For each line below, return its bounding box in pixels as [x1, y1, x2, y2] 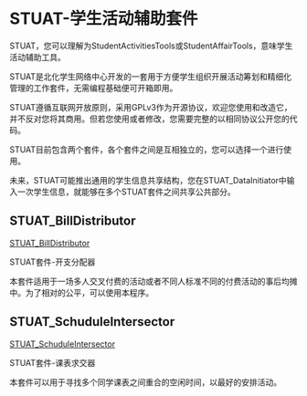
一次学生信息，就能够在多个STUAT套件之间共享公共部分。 [16, 186, 236, 197]
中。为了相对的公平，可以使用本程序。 [9, 287, 153, 297]
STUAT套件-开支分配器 [9, 256, 96, 267]
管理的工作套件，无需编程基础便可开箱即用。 [9, 82, 178, 93]
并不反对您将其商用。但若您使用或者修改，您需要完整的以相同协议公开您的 [9, 113, 290, 124]
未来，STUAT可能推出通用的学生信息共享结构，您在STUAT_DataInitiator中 [9, 174, 288, 185]
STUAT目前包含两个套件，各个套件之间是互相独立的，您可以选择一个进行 [9, 143, 284, 155]
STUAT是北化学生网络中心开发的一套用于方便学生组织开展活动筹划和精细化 [9, 70, 292, 82]
